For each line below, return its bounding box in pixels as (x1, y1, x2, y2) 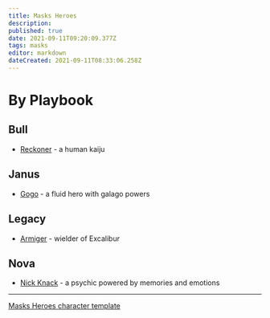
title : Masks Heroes (8, 11, 78, 20)
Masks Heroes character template (8, 301, 121, 311)
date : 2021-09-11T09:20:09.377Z (8, 34, 117, 43)
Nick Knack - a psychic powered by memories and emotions (19, 278, 220, 287)
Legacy (8, 212, 47, 226)
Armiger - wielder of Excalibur (19, 234, 121, 243)
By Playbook (8, 92, 94, 109)
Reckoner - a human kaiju (19, 144, 105, 153)
